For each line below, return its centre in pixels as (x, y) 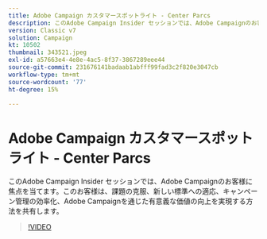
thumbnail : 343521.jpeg (48, 52)
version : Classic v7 (43, 30)
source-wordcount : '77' (48, 82)
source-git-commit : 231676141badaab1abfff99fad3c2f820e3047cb (113, 67)
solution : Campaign (41, 38)
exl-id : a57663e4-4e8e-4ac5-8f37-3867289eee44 (87, 60)
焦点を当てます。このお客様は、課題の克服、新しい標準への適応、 (116, 191)
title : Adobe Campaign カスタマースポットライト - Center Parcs (109, 15)
